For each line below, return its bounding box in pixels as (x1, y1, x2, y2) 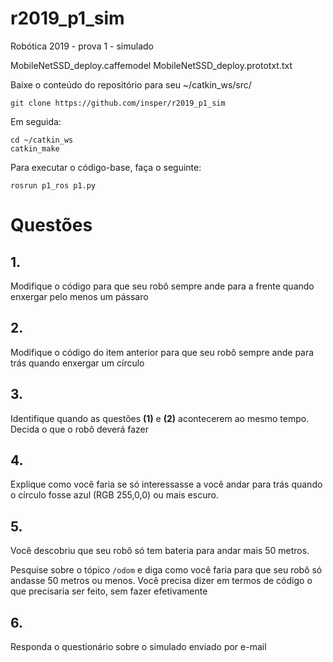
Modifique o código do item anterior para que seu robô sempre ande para (10, 346, 315, 358)
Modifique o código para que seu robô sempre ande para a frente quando (10, 280, 315, 292)
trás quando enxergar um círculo (10, 357, 145, 369)
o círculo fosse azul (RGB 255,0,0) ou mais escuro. (10, 489, 219, 501)
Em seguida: (10, 115, 62, 127)
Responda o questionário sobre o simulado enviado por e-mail (10, 641, 267, 652)
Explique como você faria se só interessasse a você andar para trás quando (10, 478, 323, 491)
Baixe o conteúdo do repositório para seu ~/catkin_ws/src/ (10, 78, 252, 91)
